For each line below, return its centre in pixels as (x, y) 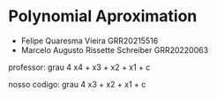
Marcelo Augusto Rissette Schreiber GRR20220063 (115, 49)
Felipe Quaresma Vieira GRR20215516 (90, 41)
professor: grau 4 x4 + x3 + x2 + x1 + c (79, 67)
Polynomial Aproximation (103, 16)
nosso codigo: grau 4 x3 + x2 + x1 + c (77, 84)
